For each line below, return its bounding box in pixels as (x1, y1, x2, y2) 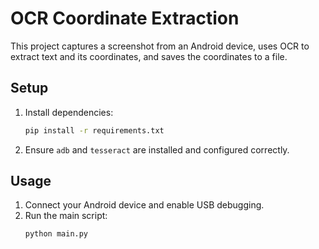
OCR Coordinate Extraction (10, 7, 240, 30)
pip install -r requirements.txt (24, 125, 165, 136)
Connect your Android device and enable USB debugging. (24, 199, 265, 211)
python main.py (24, 229, 89, 239)
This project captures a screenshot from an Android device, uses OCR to (10, 40, 310, 52)
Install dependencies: (24, 106, 114, 118)
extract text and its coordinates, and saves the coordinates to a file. (10, 50, 288, 62)
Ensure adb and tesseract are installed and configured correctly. (24, 143, 290, 156)
